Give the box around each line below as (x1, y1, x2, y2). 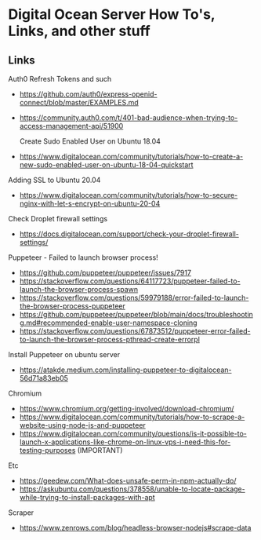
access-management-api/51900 (19, 122, 124, 130)
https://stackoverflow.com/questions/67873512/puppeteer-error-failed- (19, 327, 251, 335)
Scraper (8, 508, 34, 517)
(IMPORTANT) (77, 446, 123, 454)
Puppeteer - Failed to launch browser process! (8, 253, 158, 262)
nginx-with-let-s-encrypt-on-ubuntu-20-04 (19, 199, 161, 208)
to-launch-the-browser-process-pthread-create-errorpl (19, 335, 200, 344)
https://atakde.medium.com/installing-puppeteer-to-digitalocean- (19, 365, 232, 374)
